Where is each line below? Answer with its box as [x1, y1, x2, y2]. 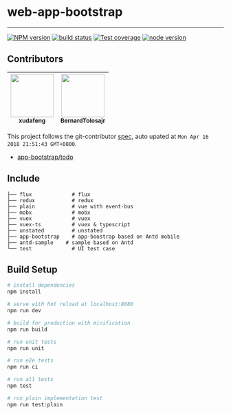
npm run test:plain [7, 401, 63, 408]
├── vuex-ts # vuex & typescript [7, 221, 131, 228]
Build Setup [7, 263, 58, 275]
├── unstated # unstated [7, 227, 103, 234]
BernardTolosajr [60, 116, 105, 124]
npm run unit [7, 345, 45, 351]
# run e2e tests [7, 357, 54, 364]
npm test [7, 382, 32, 389]
